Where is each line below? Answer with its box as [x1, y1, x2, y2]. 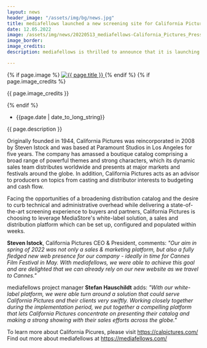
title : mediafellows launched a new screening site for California [7, 20, 184, 26]
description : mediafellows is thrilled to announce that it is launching [7, 49, 200, 55]
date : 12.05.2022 [7, 26, 52, 33]
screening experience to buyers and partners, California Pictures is [26, 207, 195, 215]
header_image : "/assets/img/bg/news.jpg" [7, 15, 115, 21]
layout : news [7, 9, 41, 15]
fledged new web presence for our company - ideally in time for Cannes [7, 252, 190, 260]
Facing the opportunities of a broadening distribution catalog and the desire [7, 195, 199, 202]
